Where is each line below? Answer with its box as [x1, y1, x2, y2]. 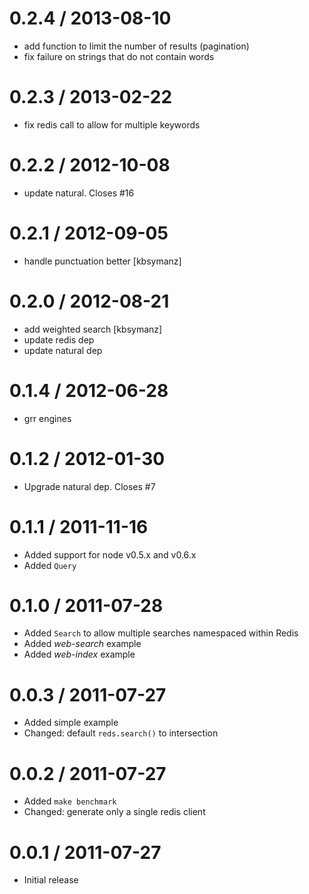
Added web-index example [23, 648, 136, 661]
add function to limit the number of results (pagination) [23, 40, 250, 52]
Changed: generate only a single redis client [23, 806, 206, 818]
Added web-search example [23, 638, 142, 650]
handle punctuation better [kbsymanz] [23, 255, 182, 267]
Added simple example [23, 717, 119, 729]
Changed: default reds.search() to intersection [23, 727, 219, 739]
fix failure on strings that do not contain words [23, 50, 215, 62]
